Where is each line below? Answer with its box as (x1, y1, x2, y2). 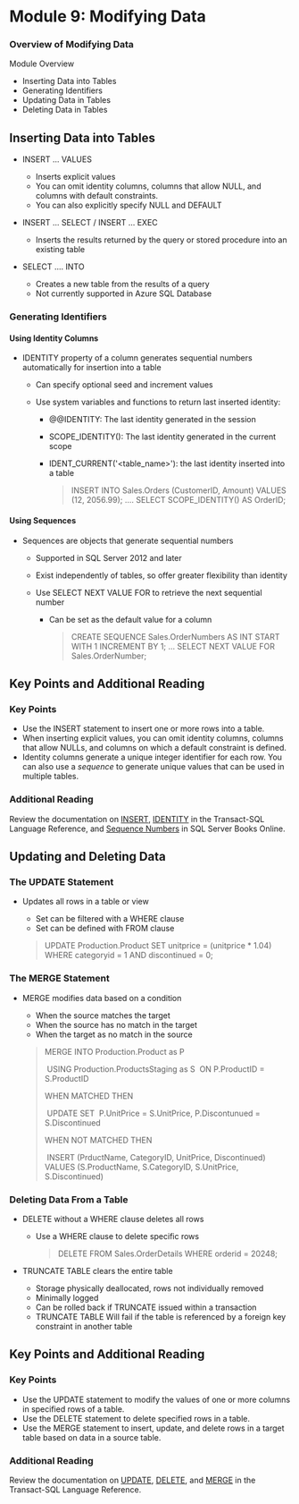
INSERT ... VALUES (21, 154, 92, 165)
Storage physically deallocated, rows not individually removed (35, 1282, 264, 1294)
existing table (35, 244, 86, 255)
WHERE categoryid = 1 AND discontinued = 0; (44, 950, 213, 961)
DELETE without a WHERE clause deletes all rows (21, 1213, 204, 1224)
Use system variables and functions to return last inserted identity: (35, 396, 281, 408)
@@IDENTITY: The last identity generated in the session (48, 414, 256, 425)
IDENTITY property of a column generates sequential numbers (21, 353, 253, 363)
